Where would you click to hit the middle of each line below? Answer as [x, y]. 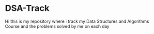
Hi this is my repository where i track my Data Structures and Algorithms [77, 21]
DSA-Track [27, 8]
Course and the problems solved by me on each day [57, 26]
